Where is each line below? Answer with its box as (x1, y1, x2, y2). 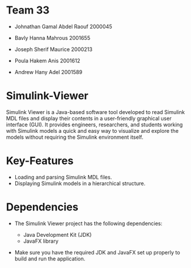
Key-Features (6, 154, 74, 168)
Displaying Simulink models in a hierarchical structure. (14, 180, 146, 187)
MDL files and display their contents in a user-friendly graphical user (6, 115, 172, 122)
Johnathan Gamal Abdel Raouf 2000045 (14, 23, 112, 30)
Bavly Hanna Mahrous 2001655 (14, 34, 91, 41)
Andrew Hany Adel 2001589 (14, 68, 83, 75)
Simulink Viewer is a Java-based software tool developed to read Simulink (6, 108, 185, 115)
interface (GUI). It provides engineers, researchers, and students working (6, 121, 183, 128)
